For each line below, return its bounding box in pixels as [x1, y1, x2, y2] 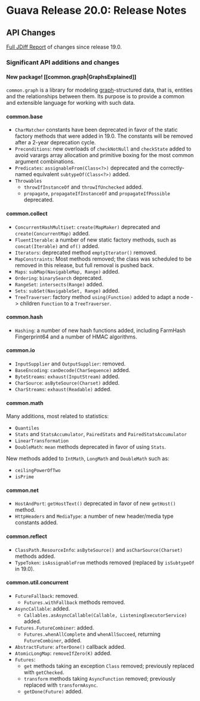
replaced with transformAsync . [23, 681, 99, 688]
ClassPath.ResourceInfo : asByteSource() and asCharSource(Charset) [14, 546, 183, 553]
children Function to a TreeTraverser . [20, 300, 112, 307]
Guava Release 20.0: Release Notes [6, 4, 187, 17]
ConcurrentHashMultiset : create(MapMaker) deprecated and [14, 223, 161, 231]
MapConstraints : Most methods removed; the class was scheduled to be [14, 255, 192, 262]
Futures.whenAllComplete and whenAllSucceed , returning [23, 630, 161, 637]
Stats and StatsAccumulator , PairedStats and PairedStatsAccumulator [14, 431, 187, 438]
